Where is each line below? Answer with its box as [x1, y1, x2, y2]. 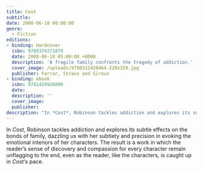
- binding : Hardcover [6, 43, 61, 49]
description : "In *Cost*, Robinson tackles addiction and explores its [6, 110, 190, 116]
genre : [6, 25, 23, 32]
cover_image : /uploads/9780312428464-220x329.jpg [11, 64, 139, 71]
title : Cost [6, 8, 36, 15]
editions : [6, 37, 31, 43]
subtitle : [6, 14, 31, 20]
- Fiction [11, 31, 36, 37]
